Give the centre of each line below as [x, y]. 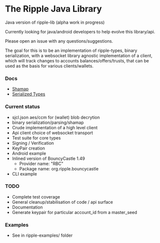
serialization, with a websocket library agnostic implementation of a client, [79, 55]
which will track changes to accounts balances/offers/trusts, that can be [77, 61]
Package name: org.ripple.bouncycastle [59, 168]
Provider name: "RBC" [41, 164]
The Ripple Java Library [54, 9]
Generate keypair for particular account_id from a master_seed [74, 212]
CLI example [24, 174]
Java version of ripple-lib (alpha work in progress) [55, 22]
